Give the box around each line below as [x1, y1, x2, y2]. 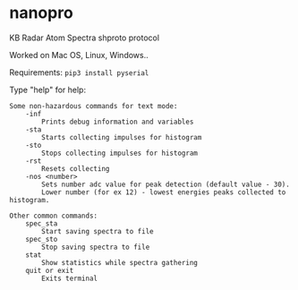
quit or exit [25, 266, 74, 275]
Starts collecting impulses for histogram [41, 132, 202, 141]
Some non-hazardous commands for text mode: [9, 101, 178, 110]
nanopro [9, 3, 73, 23]
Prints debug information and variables [41, 117, 194, 126]
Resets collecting [41, 164, 110, 173]
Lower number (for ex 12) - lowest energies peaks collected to [41, 187, 286, 197]
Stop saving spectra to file [41, 243, 150, 252]
